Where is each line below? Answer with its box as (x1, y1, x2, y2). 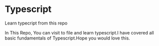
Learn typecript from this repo (5, 20, 68, 26)
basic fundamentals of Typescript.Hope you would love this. (5, 35, 130, 41)
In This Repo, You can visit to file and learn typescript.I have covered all (5, 29, 154, 35)
